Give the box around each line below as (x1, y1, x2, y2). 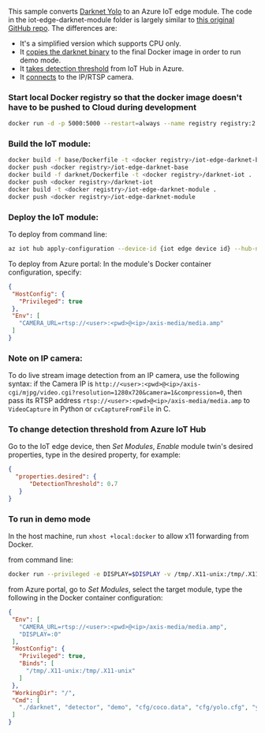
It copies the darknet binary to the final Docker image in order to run (19, 47, 241, 56)
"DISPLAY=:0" (18, 630, 62, 638)
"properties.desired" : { (15, 473, 97, 481)
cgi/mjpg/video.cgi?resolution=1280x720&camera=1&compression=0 (8, 389, 224, 397)
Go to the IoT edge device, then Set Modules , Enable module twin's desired (8, 442, 254, 451)
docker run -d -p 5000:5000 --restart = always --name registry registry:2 (8, 120, 256, 128)
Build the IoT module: (8, 138, 91, 149)
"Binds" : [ (18, 660, 55, 668)
